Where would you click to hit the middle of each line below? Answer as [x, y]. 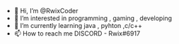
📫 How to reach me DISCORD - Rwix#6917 [77, 34]
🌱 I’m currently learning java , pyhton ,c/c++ [78, 25]
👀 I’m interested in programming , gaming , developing [93, 18]
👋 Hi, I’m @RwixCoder [46, 11]
